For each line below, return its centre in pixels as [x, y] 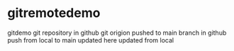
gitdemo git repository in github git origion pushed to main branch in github [117, 33]
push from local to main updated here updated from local [91, 40]
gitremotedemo [54, 13]
